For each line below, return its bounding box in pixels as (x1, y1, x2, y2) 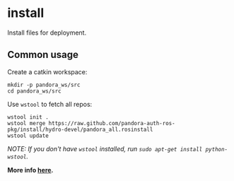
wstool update (7, 132, 49, 139)
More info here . (7, 165, 54, 174)
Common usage (7, 49, 79, 61)
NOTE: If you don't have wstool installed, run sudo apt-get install (7, 144, 203, 153)
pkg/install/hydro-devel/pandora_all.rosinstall (7, 126, 153, 133)
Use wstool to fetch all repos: (7, 100, 93, 108)
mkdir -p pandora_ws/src (7, 81, 81, 88)
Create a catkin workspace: (7, 67, 88, 76)
